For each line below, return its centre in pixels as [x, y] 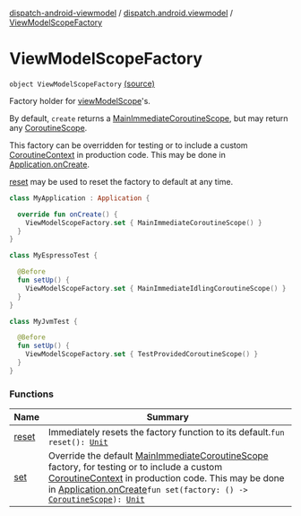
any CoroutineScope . [48, 127]
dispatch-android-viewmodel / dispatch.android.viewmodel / [121, 13]
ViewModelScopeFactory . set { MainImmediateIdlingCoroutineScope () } [156, 288]
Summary [168, 417]
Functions [31, 394]
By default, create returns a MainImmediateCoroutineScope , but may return [149, 118]
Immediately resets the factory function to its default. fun [166, 433]
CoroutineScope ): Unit [96, 500]
